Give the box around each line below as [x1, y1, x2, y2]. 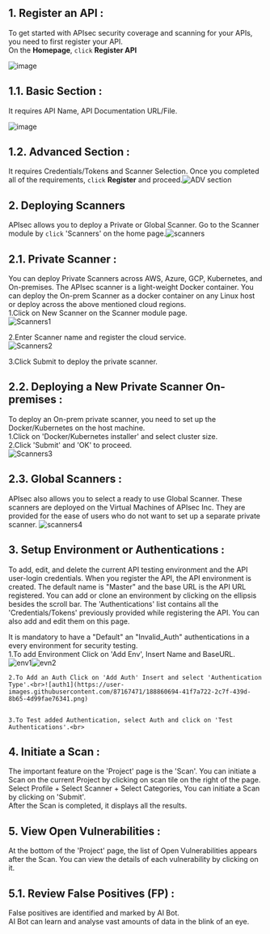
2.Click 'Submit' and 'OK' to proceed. [8, 440, 132, 450]
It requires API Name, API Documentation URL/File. [8, 105, 178, 116]
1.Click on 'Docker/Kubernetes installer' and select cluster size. [8, 431, 218, 441]
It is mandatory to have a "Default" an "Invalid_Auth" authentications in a [8, 632, 250, 642]
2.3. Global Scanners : [8, 472, 123, 486]
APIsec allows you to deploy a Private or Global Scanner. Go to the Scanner [8, 220, 260, 230]
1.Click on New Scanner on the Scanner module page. [8, 308, 188, 318]
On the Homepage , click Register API [8, 45, 137, 55]
